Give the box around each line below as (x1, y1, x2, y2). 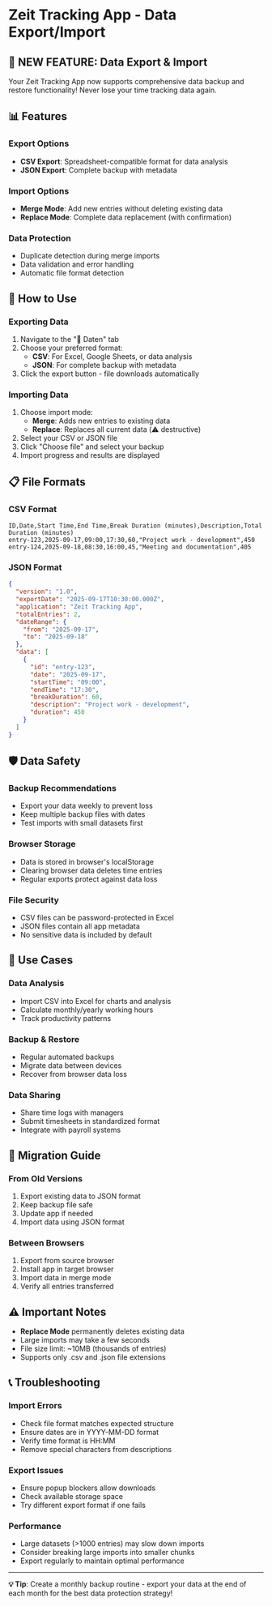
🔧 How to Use (8, 292, 77, 305)
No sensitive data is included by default (19, 929, 152, 939)
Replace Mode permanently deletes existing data (19, 1326, 185, 1336)
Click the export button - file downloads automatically (19, 369, 200, 378)
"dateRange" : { (15, 617, 67, 626)
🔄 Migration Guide (8, 1148, 101, 1162)
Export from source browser (19, 1256, 115, 1266)
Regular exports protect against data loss (19, 873, 158, 884)
